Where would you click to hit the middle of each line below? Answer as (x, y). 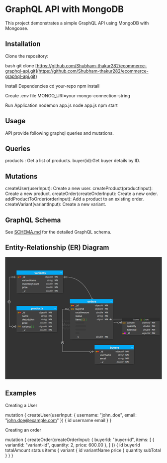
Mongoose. (17, 28)
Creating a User (21, 405)
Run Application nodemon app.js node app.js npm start (61, 105)
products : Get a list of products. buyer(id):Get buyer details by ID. (73, 161)
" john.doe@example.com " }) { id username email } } (58, 420)
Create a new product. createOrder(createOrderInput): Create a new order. (82, 194)
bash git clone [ (21, 65)
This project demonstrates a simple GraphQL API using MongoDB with (77, 23)
